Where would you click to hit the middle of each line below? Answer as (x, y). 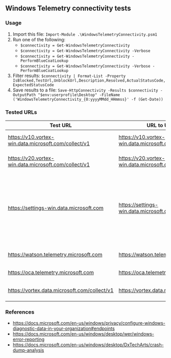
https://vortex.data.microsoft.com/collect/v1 (61, 290)
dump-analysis (28, 350)
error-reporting (28, 340)
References (20, 312)
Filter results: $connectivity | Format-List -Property (69, 76)
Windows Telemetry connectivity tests (68, 8)
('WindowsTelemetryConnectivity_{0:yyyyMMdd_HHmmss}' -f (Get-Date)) (88, 99)
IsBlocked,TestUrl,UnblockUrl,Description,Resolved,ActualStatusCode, (89, 80)
